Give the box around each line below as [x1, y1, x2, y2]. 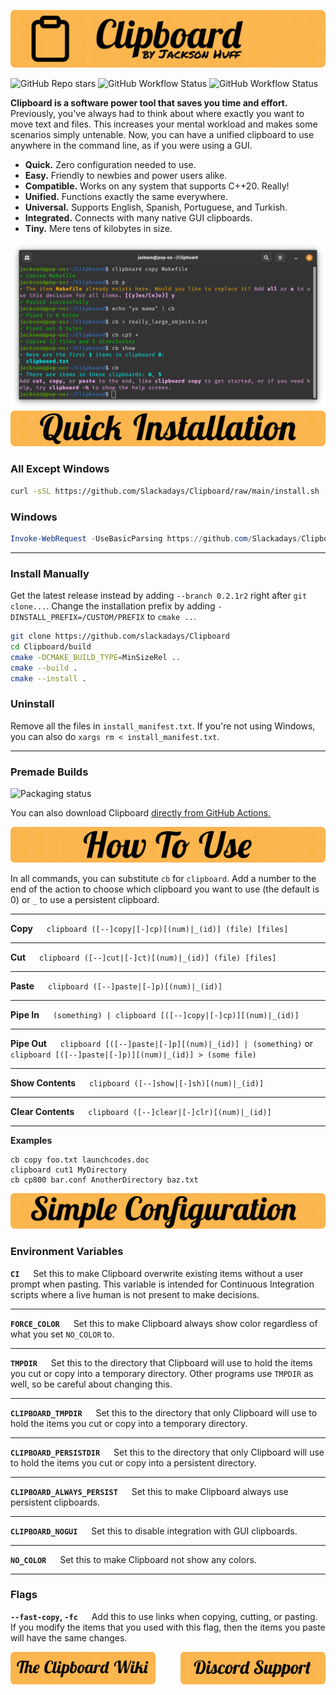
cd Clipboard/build [10, 641, 92, 652]
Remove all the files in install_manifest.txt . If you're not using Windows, [10, 720, 316, 732]
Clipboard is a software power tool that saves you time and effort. [10, 96, 288, 109]
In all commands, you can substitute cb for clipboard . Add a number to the [10, 873, 317, 885]
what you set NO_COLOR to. [10, 1328, 115, 1340]
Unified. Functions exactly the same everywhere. [24, 190, 229, 202]
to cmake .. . [146, 611, 197, 623]
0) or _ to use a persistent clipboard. [10, 894, 160, 906]
